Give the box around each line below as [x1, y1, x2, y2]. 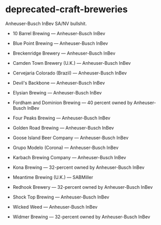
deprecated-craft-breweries [5, 4, 128, 15]
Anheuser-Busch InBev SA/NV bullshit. [5, 20, 87, 27]
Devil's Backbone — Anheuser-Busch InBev [12, 80, 105, 86]
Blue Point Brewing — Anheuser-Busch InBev [12, 40, 108, 46]
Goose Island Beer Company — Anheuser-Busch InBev [12, 134, 129, 141]
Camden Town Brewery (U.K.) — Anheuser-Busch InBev [12, 60, 131, 66]
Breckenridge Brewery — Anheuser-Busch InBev [12, 50, 116, 56]
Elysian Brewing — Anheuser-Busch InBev [12, 89, 102, 95]
